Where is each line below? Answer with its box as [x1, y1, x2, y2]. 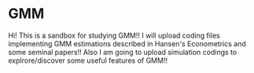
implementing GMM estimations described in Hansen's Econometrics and [8, 38, 246, 48]
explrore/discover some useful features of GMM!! [8, 56, 167, 65]
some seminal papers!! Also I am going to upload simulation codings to [8, 47, 237, 57]
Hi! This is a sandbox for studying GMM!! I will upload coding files [8, 31, 220, 40]
